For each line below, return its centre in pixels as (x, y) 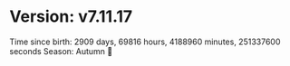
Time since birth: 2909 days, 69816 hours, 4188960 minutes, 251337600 (145, 42)
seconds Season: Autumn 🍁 (61, 51)
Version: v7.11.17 (71, 17)
